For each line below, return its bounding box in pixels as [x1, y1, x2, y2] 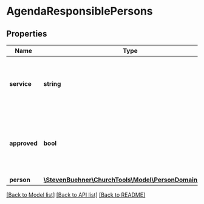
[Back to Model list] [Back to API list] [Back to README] [6, 191, 146, 199]
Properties [6, 29, 47, 39]
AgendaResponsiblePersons [6, 4, 153, 18]
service [9, 80, 32, 88]
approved [9, 139, 38, 147]
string [43, 80, 61, 88]
